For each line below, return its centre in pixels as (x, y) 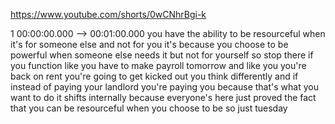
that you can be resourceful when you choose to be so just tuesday (149, 108)
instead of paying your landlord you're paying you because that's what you (164, 87)
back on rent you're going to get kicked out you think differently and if (154, 76)
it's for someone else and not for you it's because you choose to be (149, 44)
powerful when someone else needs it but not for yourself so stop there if (162, 55)
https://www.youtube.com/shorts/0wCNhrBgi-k (108, 14)
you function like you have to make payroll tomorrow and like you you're (158, 65)
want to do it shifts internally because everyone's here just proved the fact (163, 97)
